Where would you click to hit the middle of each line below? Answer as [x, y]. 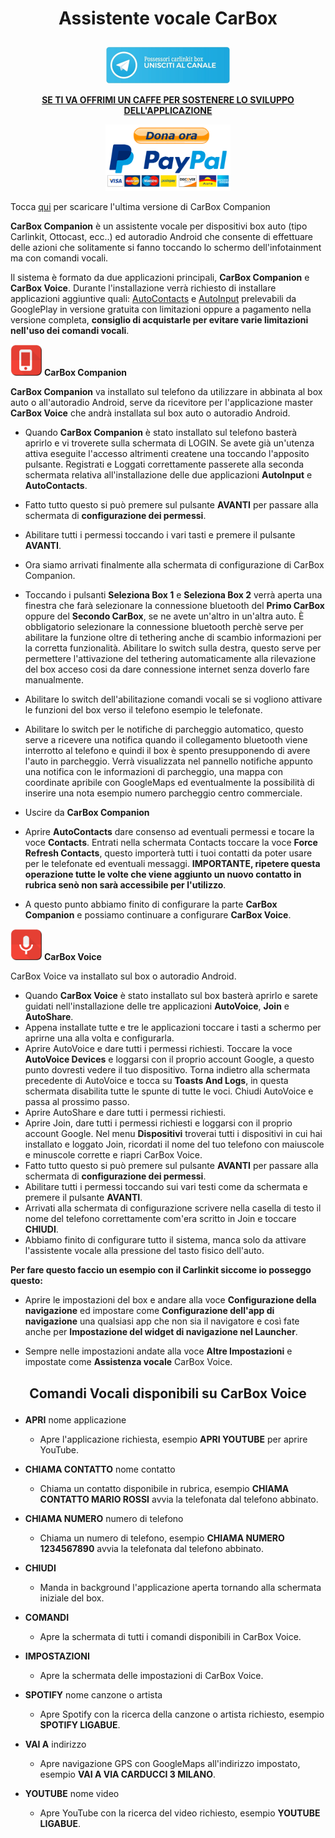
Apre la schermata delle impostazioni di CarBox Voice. [151, 1675]
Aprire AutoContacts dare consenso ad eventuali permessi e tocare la [169, 832]
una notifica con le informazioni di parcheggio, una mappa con [154, 772]
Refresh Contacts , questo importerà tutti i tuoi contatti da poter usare [168, 853]
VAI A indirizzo [55, 1744]
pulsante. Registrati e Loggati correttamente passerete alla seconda [164, 464]
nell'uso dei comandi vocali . [70, 331]
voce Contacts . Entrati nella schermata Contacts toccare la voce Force [171, 843]
